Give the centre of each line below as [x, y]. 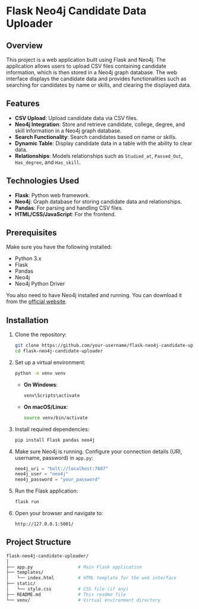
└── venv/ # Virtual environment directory [83, 600]
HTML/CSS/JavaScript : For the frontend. [65, 214]
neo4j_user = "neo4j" [42, 474]
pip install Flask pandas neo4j [55, 440]
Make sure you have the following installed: [59, 247]
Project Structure [39, 542]
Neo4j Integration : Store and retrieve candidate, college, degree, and [100, 124]
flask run [27, 502]
